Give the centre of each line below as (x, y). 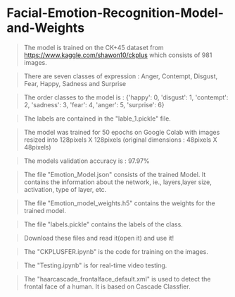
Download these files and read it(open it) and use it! (99, 238)
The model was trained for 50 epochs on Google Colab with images (122, 132)
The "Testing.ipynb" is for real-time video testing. (95, 265)
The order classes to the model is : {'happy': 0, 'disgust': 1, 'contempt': (126, 97)
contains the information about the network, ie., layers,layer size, (118, 182)
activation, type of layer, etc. (65, 189)
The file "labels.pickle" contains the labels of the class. (103, 224)
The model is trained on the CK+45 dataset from (94, 47)
